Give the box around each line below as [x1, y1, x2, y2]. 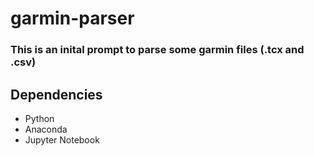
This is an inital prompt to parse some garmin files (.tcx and [10, 43, 305, 57]
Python [24, 112, 55, 124]
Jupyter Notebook [24, 133, 100, 146]
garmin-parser [10, 7, 135, 30]
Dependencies [10, 86, 103, 103]
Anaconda [24, 123, 68, 135]
